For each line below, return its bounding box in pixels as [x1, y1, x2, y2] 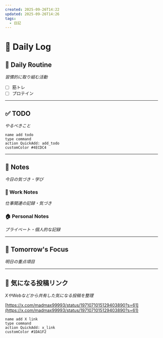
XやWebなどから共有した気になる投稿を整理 [5, 292, 94, 298]
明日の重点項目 [5, 259, 35, 264]
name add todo [5, 133, 34, 138]
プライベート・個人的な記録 [5, 226, 61, 232]
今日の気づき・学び [5, 176, 44, 182]
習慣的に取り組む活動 [5, 74, 48, 80]
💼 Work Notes [5, 188, 38, 195]
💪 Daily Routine [5, 61, 52, 69]
